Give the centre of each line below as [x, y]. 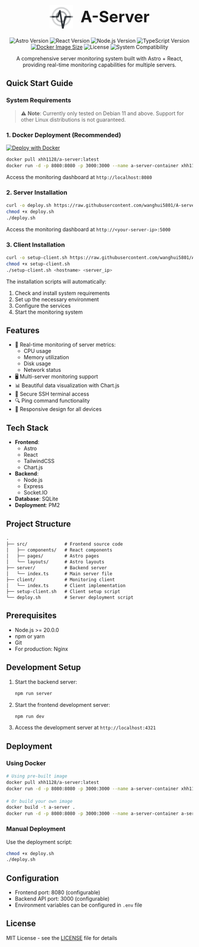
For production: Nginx [41, 649]
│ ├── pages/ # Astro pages [53, 556]
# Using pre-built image [37, 776]
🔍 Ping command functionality [52, 401]
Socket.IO [36, 493]
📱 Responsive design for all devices [58, 409]
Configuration [33, 878]
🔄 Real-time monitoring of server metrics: [65, 345]
